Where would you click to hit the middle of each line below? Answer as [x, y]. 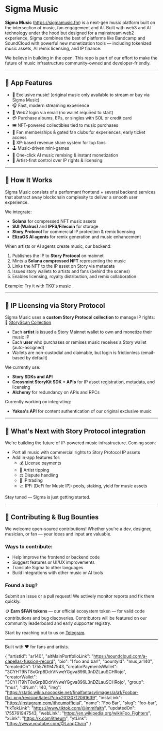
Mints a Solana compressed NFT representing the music [69, 261]
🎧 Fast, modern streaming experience [51, 105]
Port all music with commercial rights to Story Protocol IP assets [76, 453]
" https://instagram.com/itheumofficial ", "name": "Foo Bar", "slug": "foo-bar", [81, 703]
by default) [37, 358]
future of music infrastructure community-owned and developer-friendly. [78, 63]
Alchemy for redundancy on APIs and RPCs [56, 392]
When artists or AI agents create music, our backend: [58, 246]
